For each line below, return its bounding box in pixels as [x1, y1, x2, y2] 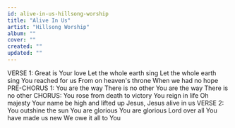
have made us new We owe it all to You [7, 113, 121, 122]
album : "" [7, 30, 37, 37]
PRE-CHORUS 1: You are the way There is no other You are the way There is [7, 84, 228, 92]
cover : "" [7, 37, 37, 44]
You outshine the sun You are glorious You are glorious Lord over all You [7, 106, 217, 115]
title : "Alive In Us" [7, 17, 71, 24]
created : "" [7, 43, 42, 50]
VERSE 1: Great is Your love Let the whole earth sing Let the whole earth [7, 68, 217, 77]
